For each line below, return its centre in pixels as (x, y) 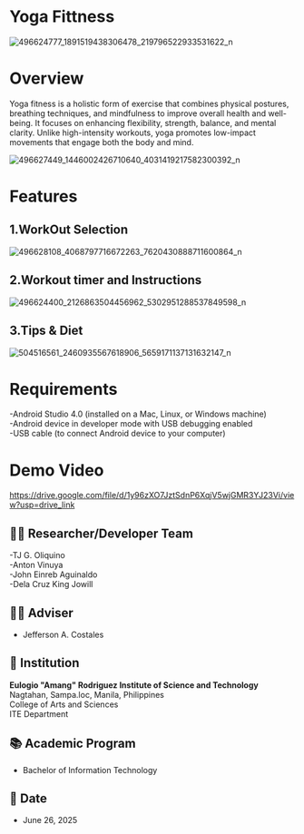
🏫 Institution (44, 663)
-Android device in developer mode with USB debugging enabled (131, 424)
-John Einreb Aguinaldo (54, 574)
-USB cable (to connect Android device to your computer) (118, 434)
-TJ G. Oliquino (37, 555)
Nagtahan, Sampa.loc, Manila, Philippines (87, 694)
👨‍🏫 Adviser (42, 613)
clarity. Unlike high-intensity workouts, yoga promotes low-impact (133, 132)
